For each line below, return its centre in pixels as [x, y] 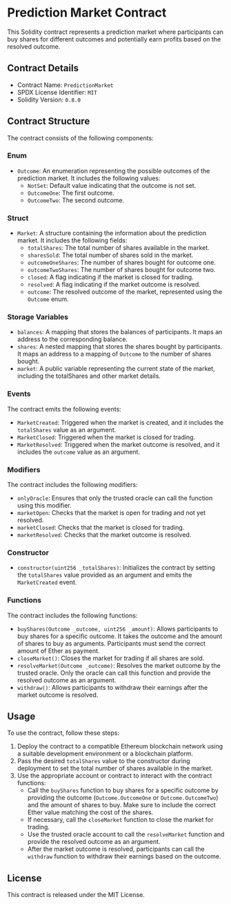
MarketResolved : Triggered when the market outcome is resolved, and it [118, 444]
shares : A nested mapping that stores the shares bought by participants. [120, 347]
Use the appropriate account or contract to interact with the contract [114, 776]
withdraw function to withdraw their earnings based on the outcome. [124, 856]
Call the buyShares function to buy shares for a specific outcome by [123, 790]
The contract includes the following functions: [72, 615]
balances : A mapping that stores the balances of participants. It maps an [120, 332]
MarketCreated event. [47, 582]
